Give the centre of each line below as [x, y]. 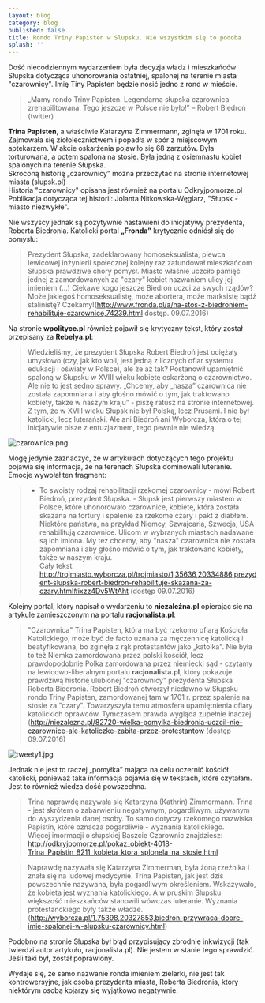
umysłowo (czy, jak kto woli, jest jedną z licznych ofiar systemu [130, 361]
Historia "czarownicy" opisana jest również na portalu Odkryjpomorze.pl [125, 190]
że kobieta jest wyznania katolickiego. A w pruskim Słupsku [124, 892]
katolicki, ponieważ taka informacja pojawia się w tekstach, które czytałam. [130, 778]
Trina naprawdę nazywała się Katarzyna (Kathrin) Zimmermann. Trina [140, 802]
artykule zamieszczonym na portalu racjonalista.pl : [92, 615]
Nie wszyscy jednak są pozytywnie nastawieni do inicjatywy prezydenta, [127, 223]
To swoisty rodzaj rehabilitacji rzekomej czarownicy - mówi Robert [147, 490]
